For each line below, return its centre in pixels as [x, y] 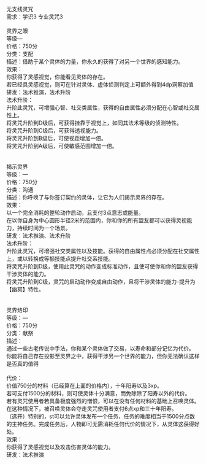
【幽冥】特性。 [25, 289]
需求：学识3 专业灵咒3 [35, 17]
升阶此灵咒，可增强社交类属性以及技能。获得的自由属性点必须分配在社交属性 [103, 251]
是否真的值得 [22, 364]
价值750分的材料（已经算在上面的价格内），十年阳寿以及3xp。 [84, 385]
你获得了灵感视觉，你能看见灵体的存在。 [57, 77]
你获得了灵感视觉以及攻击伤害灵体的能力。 [60, 447]
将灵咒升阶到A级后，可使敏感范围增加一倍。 [62, 146]
